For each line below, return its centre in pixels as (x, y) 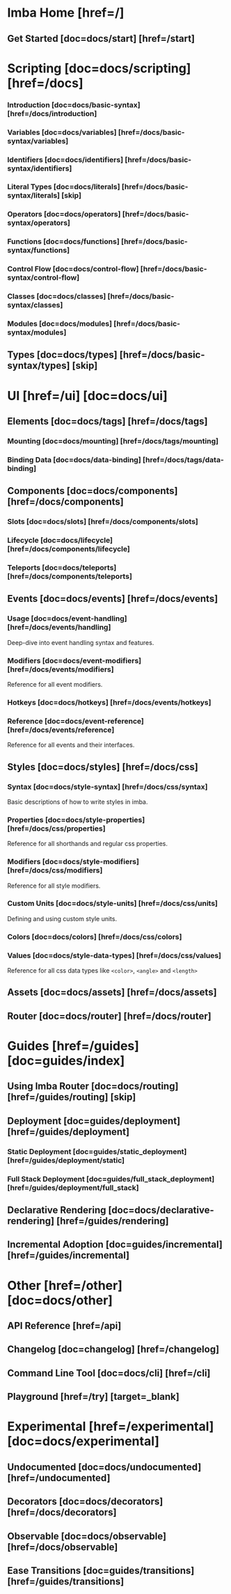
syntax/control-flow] (43, 278)
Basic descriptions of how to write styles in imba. (78, 802)
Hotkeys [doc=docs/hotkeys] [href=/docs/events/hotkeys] (109, 702)
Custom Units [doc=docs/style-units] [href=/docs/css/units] (112, 904)
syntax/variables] (38, 141)
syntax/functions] (39, 250)
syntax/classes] (35, 305)
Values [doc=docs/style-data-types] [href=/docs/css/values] (114, 955)
